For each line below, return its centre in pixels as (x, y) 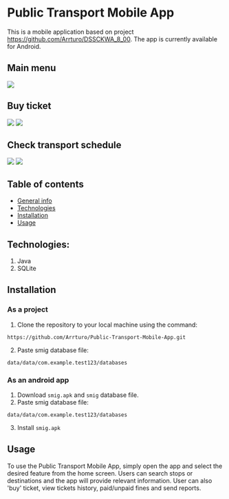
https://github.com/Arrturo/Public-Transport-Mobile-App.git (97, 337)
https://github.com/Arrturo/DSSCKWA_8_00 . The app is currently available (112, 39)
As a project (28, 309)
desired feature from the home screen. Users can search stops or (100, 473)
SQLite (26, 268)
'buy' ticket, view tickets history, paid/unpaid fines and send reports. (104, 488)
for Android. (24, 46)
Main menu (32, 68)
